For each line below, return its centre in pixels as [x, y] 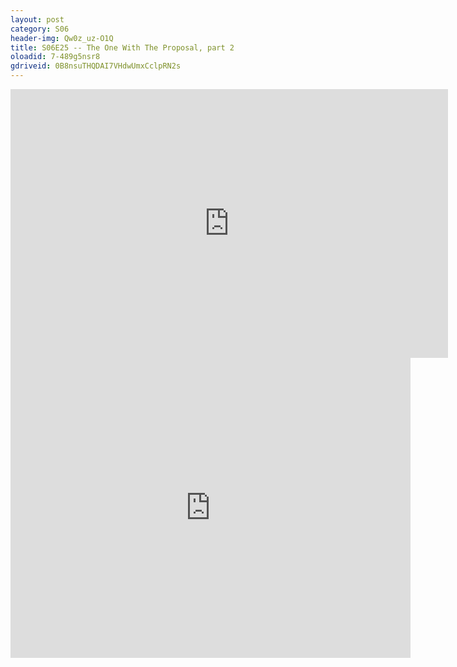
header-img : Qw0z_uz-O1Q [62, 38]
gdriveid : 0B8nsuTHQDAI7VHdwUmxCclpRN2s [96, 66]
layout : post [37, 19]
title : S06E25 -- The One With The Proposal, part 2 [122, 47]
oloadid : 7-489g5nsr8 [55, 57]
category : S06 [40, 29]
